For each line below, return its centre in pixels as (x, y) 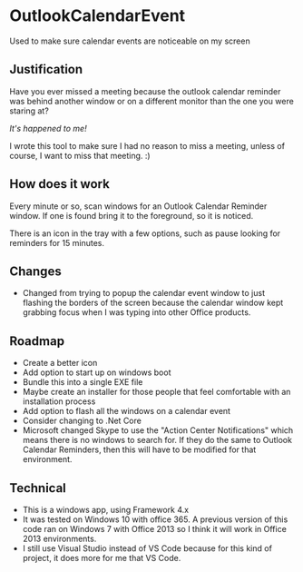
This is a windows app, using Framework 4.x (105, 510)
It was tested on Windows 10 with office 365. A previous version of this (155, 519)
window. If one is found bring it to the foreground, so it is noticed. (132, 215)
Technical (38, 488)
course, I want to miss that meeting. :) (80, 155)
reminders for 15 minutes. (57, 242)
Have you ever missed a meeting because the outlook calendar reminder (145, 91)
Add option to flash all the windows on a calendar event (127, 411)
